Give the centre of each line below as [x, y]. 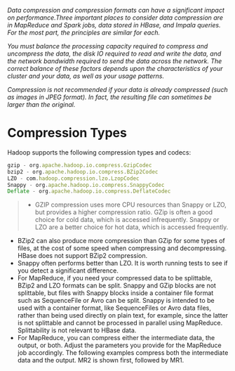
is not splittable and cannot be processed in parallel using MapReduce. [120, 323]
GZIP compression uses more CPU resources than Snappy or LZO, [130, 205]
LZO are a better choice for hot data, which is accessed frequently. [132, 227]
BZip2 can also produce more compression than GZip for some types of [121, 241]
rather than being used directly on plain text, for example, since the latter [123, 315]
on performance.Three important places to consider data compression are [115, 18]
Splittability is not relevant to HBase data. [77, 330]
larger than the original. [41, 104]
